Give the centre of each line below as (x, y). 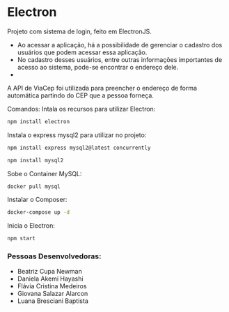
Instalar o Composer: (37, 200)
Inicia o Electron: (31, 226)
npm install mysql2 (35, 160)
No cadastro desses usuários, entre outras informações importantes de (120, 59)
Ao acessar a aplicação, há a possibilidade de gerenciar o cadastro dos (120, 45)
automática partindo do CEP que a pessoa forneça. (81, 95)
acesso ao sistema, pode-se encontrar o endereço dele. (98, 67)
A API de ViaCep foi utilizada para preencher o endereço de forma (102, 88)
